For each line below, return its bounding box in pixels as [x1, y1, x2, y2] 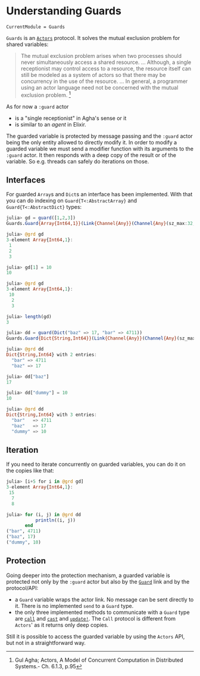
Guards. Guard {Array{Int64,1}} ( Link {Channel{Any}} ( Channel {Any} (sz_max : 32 [6, 221, 193, 227]
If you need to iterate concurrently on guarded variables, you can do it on [6, 461, 186, 468]
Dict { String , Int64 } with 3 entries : [6, 412, 97, 418]
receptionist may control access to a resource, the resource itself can [20, 64, 192, 72]
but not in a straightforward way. [6, 639, 86, 646]
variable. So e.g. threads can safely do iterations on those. [6, 158, 149, 165]
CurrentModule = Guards [6, 24, 65, 30]
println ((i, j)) [35, 517, 76, 523]
